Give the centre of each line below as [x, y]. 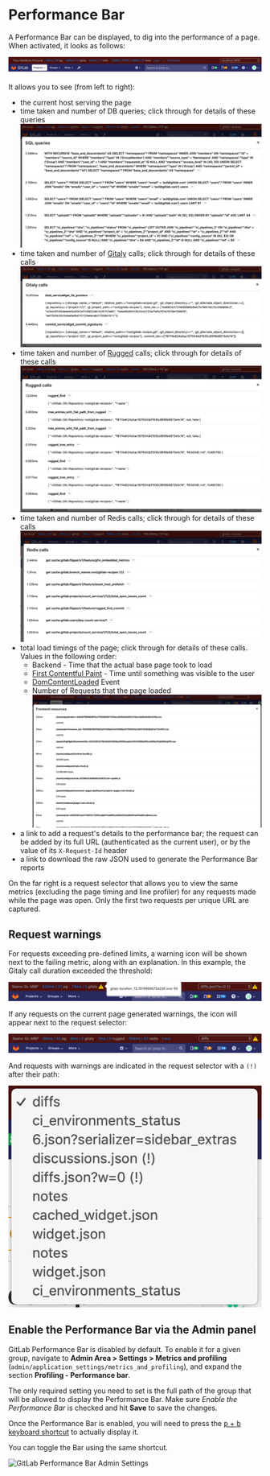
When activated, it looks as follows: [67, 45]
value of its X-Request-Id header [74, 851]
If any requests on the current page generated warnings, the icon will [123, 1014]
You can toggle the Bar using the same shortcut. [88, 1447]
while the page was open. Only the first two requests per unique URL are [129, 901]
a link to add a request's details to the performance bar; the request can [139, 834]
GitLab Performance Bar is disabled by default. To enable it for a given [125, 1349]
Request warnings [55, 934]
